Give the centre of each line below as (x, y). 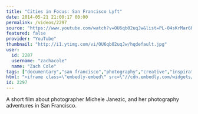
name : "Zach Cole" (34, 66)
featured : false (26, 33)
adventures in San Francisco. (42, 105)
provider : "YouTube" (32, 39)
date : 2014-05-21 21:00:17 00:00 (47, 17)
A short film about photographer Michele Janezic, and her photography (93, 99)
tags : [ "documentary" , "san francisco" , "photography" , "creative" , (88, 72)
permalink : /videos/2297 (37, 22)
